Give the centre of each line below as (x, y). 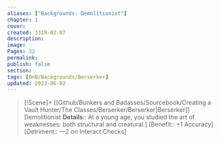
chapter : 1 (23, 20)
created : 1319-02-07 (37, 32)
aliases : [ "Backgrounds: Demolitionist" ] (67, 13)
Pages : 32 (21, 52)
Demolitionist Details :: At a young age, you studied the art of (109, 117)
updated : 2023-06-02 (37, 83)
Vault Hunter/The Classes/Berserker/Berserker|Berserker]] (107, 110)
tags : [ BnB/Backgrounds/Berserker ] (58, 77)
